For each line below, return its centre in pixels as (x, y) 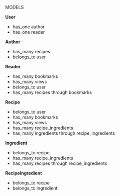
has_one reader (29, 32)
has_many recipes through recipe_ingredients (60, 163)
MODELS (15, 7)
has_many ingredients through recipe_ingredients (64, 133)
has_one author (29, 27)
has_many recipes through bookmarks (52, 92)
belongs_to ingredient (35, 188)
